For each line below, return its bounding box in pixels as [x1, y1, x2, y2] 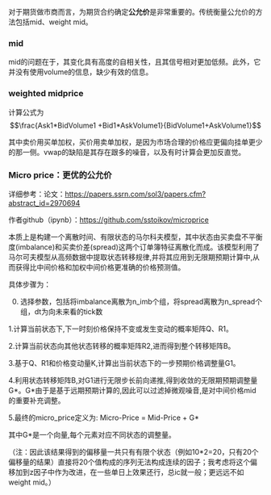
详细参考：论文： [8, 189, 65, 199]
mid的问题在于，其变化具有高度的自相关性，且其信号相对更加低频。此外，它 [8, 57, 261, 67]
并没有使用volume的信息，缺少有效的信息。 [8, 67, 153, 77]
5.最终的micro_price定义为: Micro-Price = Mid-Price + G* [8, 413, 199, 422]
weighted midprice [8, 88, 84, 99]
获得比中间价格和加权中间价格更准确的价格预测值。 [15, 262, 186, 272]
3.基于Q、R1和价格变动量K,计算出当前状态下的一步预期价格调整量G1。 [8, 358, 240, 367]
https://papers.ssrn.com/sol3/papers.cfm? [65, 189, 206, 199]
